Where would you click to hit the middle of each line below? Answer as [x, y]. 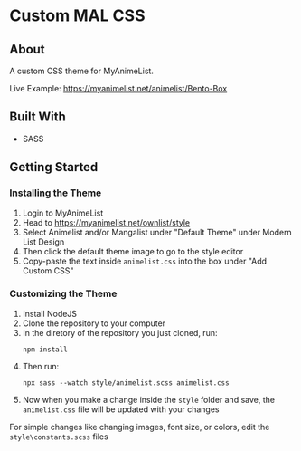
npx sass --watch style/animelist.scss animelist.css [126, 383]
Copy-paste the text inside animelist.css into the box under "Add [145, 261]
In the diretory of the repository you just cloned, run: [120, 332]
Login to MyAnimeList [63, 213]
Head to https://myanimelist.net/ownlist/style [106, 222]
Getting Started [54, 167]
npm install [45, 350]
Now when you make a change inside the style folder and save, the [149, 399]
